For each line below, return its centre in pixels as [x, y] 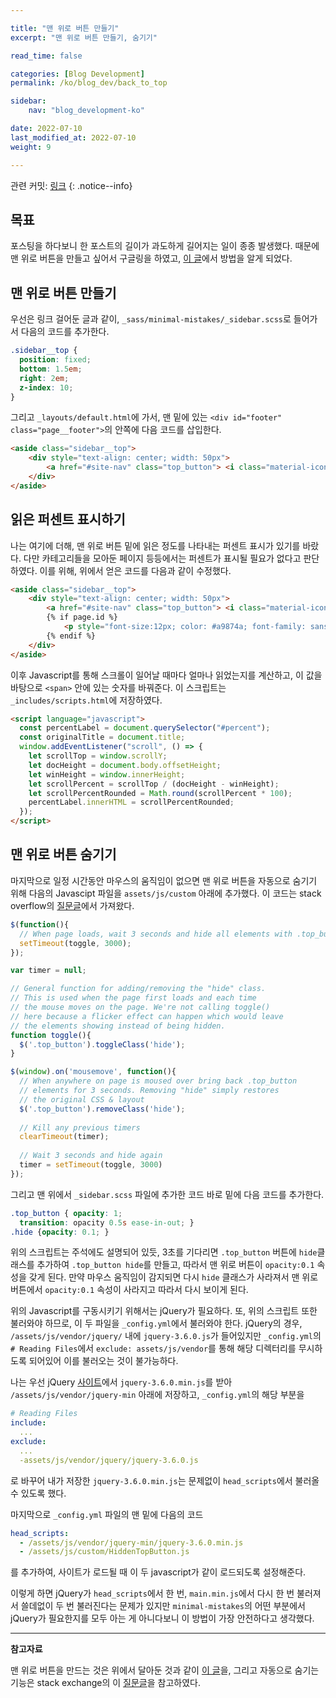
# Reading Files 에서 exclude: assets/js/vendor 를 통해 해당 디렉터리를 [153, 1348]
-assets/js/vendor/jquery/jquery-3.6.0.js [109, 1460]
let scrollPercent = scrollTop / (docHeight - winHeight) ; [154, 784]
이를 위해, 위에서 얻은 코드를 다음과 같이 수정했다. [135, 570]
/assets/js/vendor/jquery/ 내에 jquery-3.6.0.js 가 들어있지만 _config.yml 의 [166, 1336]
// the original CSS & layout [82, 1099]
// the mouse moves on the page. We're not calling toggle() [140, 1007]
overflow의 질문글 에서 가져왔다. [72, 905]
